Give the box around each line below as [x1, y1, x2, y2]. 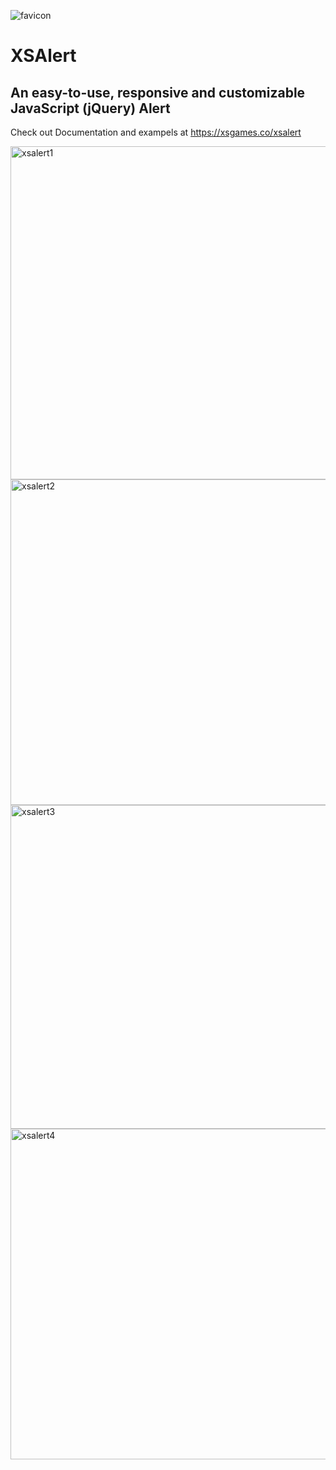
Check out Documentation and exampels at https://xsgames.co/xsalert [10, 126, 302, 138]
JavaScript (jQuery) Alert [10, 100, 171, 117]
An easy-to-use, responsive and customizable [10, 84, 306, 101]
